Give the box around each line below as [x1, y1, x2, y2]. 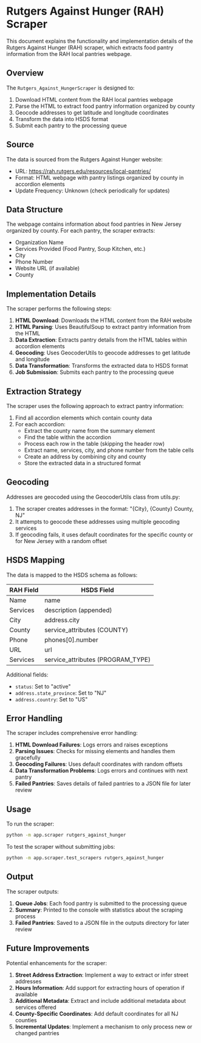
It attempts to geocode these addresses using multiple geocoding [15, 518, 180, 525]
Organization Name [15, 239, 64, 246]
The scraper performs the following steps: [6, 305, 112, 312]
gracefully [15, 754, 41, 762]
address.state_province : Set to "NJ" [15, 689, 107, 697]
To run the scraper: [6, 820, 55, 827]
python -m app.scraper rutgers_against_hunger [6, 832, 126, 838]
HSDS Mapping [6, 555, 65, 566]
